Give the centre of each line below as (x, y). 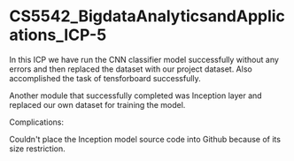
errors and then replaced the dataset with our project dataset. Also (131, 69)
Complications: (37, 122)
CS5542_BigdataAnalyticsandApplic (147, 16)
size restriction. (38, 149)
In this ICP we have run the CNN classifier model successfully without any (144, 59)
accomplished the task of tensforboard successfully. (105, 78)
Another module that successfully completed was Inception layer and (136, 96)
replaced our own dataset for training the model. (97, 104)
